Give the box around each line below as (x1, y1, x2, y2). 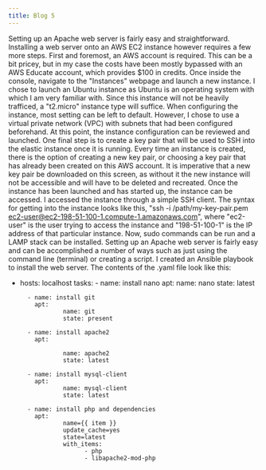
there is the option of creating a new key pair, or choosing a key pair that (8, 152, 247, 162)
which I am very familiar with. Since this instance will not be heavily (8, 93, 229, 102)
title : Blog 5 (8, 11, 56, 20)
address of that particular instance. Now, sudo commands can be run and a (8, 228, 256, 238)
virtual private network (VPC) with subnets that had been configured (8, 118, 233, 128)
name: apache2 (62, 349, 110, 357)
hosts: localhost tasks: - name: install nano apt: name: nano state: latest (19, 278, 255, 287)
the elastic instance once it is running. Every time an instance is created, (8, 144, 246, 153)
